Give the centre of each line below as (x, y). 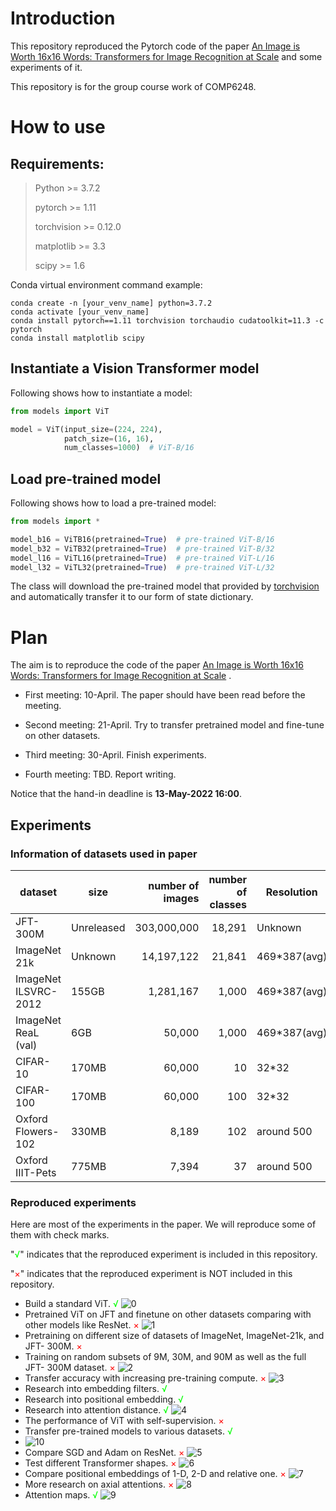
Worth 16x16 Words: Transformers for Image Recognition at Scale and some (166, 56)
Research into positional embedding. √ (104, 1399)
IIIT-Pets (36, 1173)
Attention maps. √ (61, 1495)
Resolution (291, 892)
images (181, 899)
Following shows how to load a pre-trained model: (113, 503)
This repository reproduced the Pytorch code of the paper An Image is (155, 46)
